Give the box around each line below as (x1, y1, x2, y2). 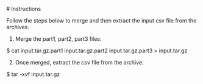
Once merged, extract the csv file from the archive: (15, 59, 144, 66)
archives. (6, 24, 29, 30)
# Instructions (6, 5, 41, 12)
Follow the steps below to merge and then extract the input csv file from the (6, 17, 197, 24)
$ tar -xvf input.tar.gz (6, 71, 60, 78)
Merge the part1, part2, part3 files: (15, 35, 102, 42)
